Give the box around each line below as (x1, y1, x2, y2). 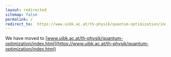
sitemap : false (5, 12, 38, 17)
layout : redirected (5, 7, 47, 13)
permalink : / (5, 17, 33, 22)
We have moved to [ (5, 35, 47, 41)
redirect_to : (5, 21, 33, 27)
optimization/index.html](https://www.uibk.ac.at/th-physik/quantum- (5, 41, 149, 47)
